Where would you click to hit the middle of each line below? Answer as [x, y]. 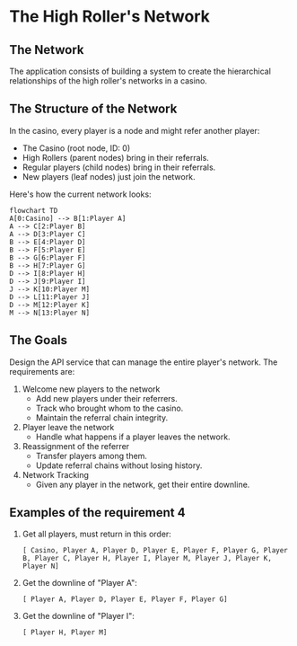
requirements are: [42, 371]
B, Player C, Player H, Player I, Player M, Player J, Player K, [147, 559]
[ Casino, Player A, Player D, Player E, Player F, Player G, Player [155, 551]
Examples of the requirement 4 [97, 513]
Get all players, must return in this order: [97, 534]
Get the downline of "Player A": [79, 583]
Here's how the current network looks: [80, 194]
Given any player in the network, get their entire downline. [143, 484]
